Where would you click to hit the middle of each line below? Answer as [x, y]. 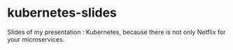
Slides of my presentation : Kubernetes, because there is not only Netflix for [116, 32]
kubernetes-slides [62, 13]
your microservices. [36, 39]
